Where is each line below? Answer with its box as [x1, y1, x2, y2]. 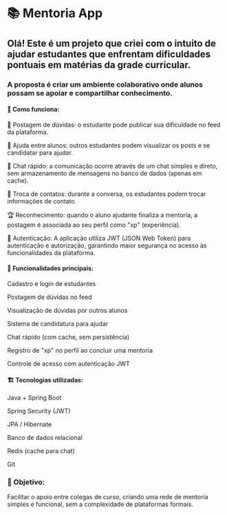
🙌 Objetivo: [7, 477, 45, 487]
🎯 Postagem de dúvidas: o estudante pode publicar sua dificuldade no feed [7, 120, 221, 129]
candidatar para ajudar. [7, 149, 74, 157]
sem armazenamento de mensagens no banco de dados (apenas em [7, 169, 202, 177]
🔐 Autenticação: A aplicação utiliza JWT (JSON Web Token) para [7, 234, 191, 242]
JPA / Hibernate [7, 420, 52, 428]
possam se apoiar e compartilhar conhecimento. [7, 88, 173, 98]
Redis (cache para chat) [7, 447, 76, 455]
